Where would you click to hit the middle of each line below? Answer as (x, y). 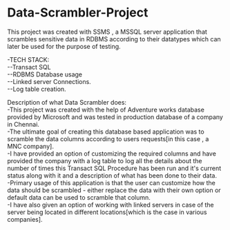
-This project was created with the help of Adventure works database (106, 109)
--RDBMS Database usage (45, 74)
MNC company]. (30, 146)
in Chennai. (23, 124)
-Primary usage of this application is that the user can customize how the (112, 182)
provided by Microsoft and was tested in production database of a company (115, 117)
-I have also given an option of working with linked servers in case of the (111, 205)
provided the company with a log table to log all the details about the (105, 160)
